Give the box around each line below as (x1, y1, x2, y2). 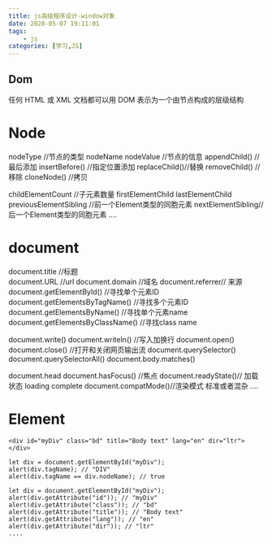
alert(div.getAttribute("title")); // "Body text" (8, 507, 183, 516)
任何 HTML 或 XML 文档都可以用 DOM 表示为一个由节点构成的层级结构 (8, 94, 244, 104)
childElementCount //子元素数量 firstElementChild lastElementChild (8, 189, 232, 199)
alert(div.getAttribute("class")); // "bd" (8, 501, 158, 509)
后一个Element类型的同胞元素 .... (8, 209, 118, 220)
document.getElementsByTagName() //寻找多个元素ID (8, 297, 189, 307)
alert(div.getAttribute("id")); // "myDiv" (8, 494, 158, 502)
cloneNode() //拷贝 (24, 172, 89, 181)
